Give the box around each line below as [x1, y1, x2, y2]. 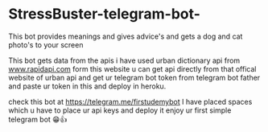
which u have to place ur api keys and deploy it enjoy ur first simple [8, 105, 232, 115]
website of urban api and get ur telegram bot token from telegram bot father [8, 72, 261, 82]
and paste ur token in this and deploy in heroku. [8, 81, 167, 91]
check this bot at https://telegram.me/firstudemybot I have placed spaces [8, 97, 253, 106]
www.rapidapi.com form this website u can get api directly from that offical [8, 64, 257, 73]
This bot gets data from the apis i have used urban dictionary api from [8, 56, 241, 65]
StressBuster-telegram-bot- [8, 5, 201, 23]
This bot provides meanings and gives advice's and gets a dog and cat [8, 31, 243, 41]
